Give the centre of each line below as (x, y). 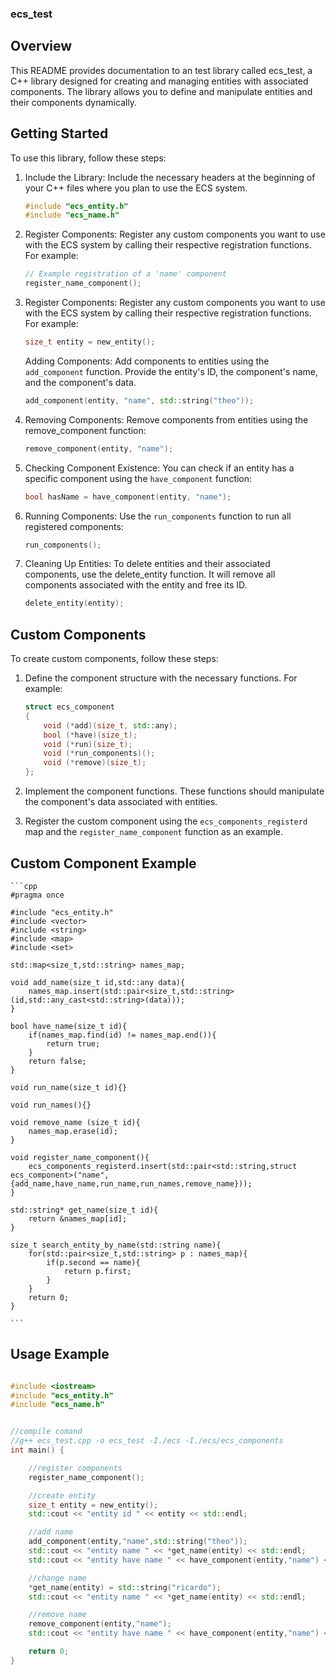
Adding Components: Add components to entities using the (147, 361)
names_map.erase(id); (73, 1131)
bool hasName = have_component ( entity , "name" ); (128, 497)
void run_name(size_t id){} (69, 1087)
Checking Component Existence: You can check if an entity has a (159, 468)
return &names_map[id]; (78, 1218)
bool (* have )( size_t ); (90, 735)
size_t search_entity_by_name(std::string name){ (116, 1245)
